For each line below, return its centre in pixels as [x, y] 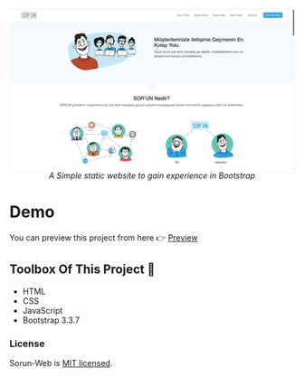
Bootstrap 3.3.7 [51, 320]
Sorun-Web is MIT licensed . [61, 363]
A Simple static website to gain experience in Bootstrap [152, 175]
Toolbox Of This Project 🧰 [82, 270]
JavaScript [43, 310]
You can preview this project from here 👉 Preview [104, 237]
